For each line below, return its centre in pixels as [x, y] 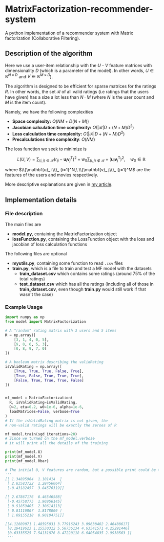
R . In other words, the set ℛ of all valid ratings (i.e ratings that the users [77, 92]
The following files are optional [36, 253]
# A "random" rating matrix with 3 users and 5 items [61, 330]
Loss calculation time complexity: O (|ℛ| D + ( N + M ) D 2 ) [68, 133]
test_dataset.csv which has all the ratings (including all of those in [86, 284]
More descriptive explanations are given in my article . [59, 184]
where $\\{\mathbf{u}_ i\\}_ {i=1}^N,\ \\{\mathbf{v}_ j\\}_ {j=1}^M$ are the [78, 170]
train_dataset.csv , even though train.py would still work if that [83, 289]
